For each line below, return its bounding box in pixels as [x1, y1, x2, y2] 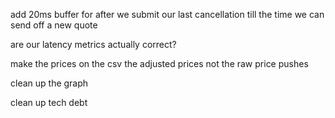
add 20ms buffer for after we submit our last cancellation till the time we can [10, 9, 325, 20]
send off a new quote [10, 19, 98, 31]
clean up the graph [10, 77, 89, 89]
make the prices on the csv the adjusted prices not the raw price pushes [10, 58, 309, 69]
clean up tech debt [10, 97, 88, 108]
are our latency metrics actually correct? [10, 39, 177, 50]
